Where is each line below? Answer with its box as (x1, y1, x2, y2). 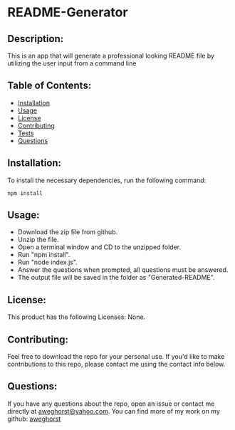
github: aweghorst (7, 414, 61, 423)
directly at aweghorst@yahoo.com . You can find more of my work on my (7, 407, 221, 415)
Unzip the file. (17, 236, 59, 244)
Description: (7, 33, 64, 45)
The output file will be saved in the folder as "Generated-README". (17, 273, 215, 282)
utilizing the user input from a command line (7, 59, 137, 68)
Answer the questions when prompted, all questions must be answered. (17, 266, 229, 274)
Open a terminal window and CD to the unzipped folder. (17, 243, 182, 251)
